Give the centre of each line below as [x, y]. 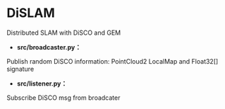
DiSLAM [31, 13]
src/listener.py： [42, 84]
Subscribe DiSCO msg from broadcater [63, 98]
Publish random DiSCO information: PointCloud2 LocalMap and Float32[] [112, 61]
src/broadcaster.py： [49, 47]
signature [20, 69]
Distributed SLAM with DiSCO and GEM [64, 33]
